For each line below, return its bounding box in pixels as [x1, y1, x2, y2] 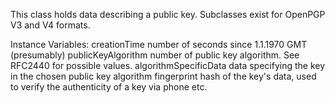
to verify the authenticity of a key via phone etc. [10, 81, 208, 93]
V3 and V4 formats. [10, 19, 91, 31]
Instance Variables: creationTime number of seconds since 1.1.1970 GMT [10, 39, 308, 50]
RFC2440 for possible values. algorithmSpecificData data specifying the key [10, 60, 326, 71]
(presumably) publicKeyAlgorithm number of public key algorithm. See [10, 49, 300, 61]
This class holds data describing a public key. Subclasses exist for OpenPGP [10, 9, 326, 20]
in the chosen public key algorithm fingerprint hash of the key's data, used [10, 70, 317, 82]
